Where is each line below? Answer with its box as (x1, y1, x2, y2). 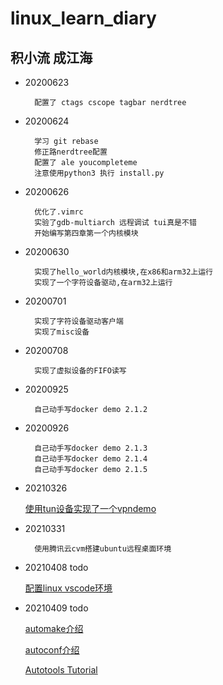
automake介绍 (24, 623, 84, 634)
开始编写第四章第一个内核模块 (34, 228, 139, 238)
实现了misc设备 (34, 327, 90, 337)
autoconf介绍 (24, 644, 80, 656)
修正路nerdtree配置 (34, 147, 108, 157)
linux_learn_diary (10, 7, 157, 30)
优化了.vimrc (34, 207, 84, 217)
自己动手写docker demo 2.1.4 (34, 454, 148, 464)
